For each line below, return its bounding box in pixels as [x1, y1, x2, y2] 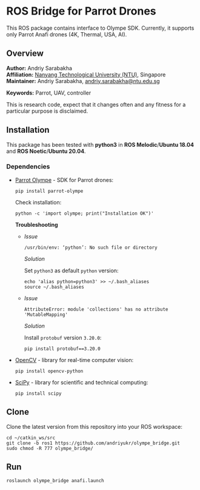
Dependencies [6, 163, 50, 171]
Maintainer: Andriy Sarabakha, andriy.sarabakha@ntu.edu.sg [6, 77, 160, 84]
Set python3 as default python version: [24, 267, 119, 274]
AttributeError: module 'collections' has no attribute [24, 306, 168, 312]
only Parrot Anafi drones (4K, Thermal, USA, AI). [6, 30, 127, 38]
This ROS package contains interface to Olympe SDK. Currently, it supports [6, 24, 195, 32]
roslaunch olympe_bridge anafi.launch [6, 478, 104, 484]
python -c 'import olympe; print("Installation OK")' [15, 210, 154, 216]
